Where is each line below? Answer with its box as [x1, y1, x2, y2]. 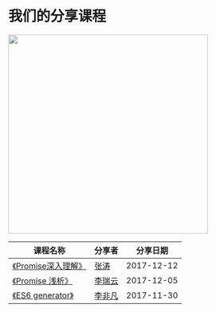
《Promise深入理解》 [12, 260, 87, 271]
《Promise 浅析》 [12, 275, 73, 287]
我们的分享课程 [8, 7, 107, 25]
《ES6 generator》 [12, 290, 74, 301]
